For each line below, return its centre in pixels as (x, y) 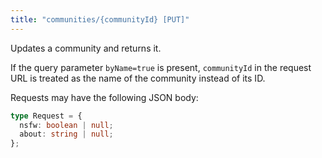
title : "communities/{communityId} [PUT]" (100, 19)
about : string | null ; (66, 134)
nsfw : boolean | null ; (66, 125)
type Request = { (46, 116)
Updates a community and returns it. (86, 48)
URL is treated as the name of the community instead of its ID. (138, 78)
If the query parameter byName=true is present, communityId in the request (161, 67)
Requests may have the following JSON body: (104, 97)
